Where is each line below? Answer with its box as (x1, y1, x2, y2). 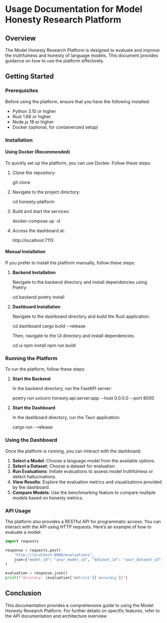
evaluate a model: (5, 529, 42, 535)
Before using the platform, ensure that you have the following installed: (5, 98, 150, 104)
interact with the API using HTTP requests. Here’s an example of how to (5, 524, 152, 530)
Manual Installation (5, 248, 46, 255)
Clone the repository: (12, 170, 56, 176)
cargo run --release (12, 424, 53, 430)
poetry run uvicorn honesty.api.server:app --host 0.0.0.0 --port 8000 (12, 395, 155, 401)
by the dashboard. (12, 484, 50, 490)
